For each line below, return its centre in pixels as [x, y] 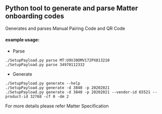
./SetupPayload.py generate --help [43, 83]
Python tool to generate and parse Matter [72, 8]
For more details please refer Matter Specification [57, 106]
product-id [17, 97]
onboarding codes [35, 16]
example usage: [22, 40]
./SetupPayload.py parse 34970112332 [45, 65]
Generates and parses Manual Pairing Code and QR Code [65, 28]
